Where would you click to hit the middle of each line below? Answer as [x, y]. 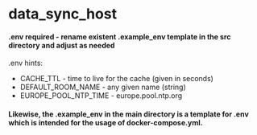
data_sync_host [63, 14]
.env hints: [25, 63]
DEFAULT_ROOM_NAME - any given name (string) [103, 87]
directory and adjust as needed [62, 45]
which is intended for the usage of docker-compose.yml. [106, 122]
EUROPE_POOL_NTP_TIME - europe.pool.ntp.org [101, 96]
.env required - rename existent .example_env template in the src [120, 36]
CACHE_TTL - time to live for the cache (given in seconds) [116, 79]
